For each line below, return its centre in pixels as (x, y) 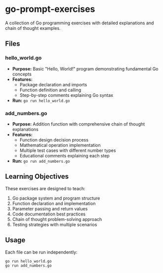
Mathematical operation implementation (60, 145)
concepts (22, 74)
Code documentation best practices (49, 214)
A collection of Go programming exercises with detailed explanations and (80, 23)
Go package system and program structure (56, 198)
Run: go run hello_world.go (41, 100)
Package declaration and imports (53, 84)
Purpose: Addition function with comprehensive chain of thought (79, 124)
